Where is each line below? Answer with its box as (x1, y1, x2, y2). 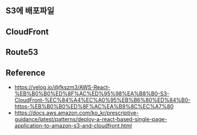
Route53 (5, 47, 39, 57)
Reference (5, 67, 46, 78)
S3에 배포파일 (5, 5, 55, 16)
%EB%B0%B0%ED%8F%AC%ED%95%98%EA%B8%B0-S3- (14, 90, 170, 97)
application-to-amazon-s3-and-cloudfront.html (14, 122, 132, 129)
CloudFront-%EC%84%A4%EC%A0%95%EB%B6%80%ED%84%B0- (14, 96, 191, 104)
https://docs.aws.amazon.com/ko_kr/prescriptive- (14, 109, 139, 116)
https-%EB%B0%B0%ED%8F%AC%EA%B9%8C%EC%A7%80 (14, 102, 174, 110)
